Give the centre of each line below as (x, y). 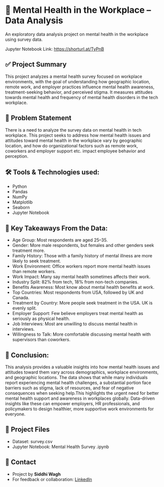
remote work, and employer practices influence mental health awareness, (80, 87)
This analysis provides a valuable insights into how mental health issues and (82, 367)
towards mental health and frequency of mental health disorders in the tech (82, 97)
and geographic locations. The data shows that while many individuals (76, 377)
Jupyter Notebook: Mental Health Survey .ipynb (61, 447)
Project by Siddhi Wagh (36, 474)
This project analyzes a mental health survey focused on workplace (74, 76)
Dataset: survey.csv (32, 441)
